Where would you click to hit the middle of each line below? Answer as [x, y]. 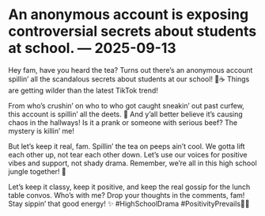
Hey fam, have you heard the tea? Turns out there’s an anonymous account [131, 70]
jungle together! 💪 [38, 171]
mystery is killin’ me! [42, 131]
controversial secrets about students [132, 31]
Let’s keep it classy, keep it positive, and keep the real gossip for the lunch [129, 187]
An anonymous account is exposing [129, 15]
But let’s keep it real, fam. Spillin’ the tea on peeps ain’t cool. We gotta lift [127, 146]
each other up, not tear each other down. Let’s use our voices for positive [128, 154]
